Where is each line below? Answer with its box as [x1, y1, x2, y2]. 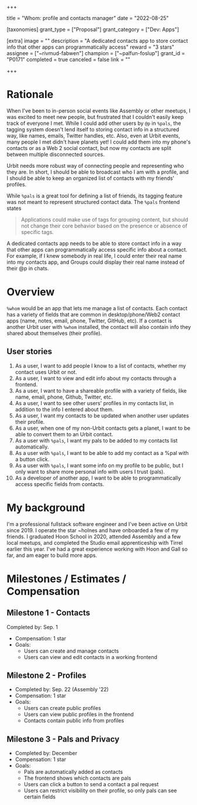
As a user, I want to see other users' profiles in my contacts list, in [15, 399, 174, 406]
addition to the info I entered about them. [15, 406, 114, 413]
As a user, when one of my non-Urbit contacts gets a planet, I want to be [15, 424, 191, 432]
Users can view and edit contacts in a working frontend [23, 653, 157, 660]
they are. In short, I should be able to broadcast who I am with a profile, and [6, 168, 189, 175]
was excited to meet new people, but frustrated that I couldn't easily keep [6, 113, 184, 120]
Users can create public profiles [23, 705, 101, 712]
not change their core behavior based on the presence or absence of [20, 222, 188, 229]
